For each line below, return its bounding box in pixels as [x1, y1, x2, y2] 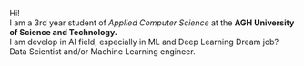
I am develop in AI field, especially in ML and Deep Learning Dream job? [9, 36, 279, 47]
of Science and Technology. [9, 27, 118, 37]
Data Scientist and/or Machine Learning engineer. [9, 46, 196, 57]
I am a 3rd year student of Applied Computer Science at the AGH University [9, 17, 295, 28]
